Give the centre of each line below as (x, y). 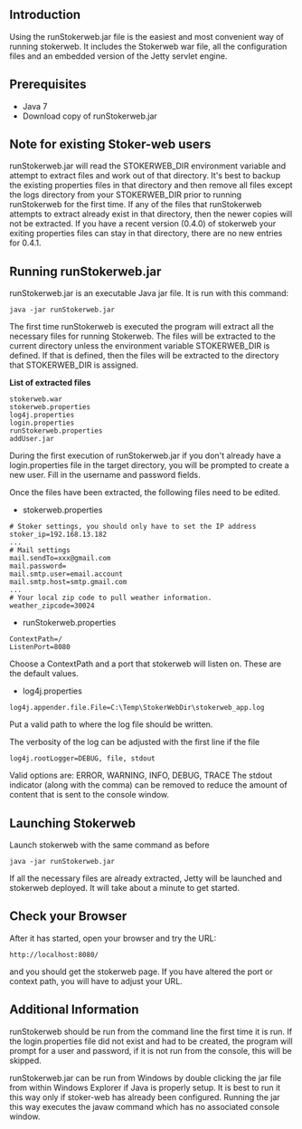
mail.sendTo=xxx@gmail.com (60, 559)
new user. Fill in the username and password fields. (105, 475)
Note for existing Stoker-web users (110, 144)
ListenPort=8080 (40, 647)
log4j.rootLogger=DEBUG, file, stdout (82, 759)
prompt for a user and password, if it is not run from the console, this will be (151, 1050)
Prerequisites (48, 85)
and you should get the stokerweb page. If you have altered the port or (141, 971)
